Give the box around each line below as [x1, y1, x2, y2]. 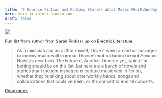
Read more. [5, 88, 28, 94]
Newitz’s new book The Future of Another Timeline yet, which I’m [16, 58, 147, 64]
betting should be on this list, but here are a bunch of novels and [16, 63, 146, 69]
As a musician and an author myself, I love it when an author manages [16, 48, 157, 54]
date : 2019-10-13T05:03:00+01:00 [5, 12, 73, 16]
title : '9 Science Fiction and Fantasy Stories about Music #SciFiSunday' [5, 7, 160, 12]
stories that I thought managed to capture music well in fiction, [16, 68, 142, 74]
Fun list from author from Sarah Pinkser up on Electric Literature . [5, 38, 134, 44]
